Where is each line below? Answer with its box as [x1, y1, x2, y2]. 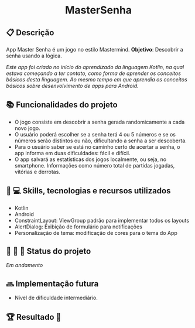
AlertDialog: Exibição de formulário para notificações [14, 223, 142, 230]
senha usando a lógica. [6, 52, 63, 59]
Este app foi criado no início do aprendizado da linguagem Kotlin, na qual [6, 64, 184, 70]
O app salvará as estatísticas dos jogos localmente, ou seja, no [14, 156, 167, 163]
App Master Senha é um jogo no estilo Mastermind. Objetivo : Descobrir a [6, 46, 183, 53]
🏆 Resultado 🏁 [6, 312, 61, 322]
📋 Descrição [6, 28, 54, 37]
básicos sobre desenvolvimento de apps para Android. [6, 83, 139, 89]
